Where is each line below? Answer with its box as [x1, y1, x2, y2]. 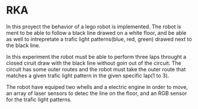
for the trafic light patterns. [6, 95, 72, 103]
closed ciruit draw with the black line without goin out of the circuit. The [6, 60, 182, 67]
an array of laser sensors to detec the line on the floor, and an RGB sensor [6, 90, 187, 97]
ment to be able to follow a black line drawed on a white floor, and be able [6, 29, 187, 36]
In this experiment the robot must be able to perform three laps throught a [6, 53, 187, 60]
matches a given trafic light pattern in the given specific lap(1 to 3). [6, 72, 170, 79]
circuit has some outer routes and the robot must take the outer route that [6, 65, 186, 72]
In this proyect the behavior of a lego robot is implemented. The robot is [6, 23, 182, 30]
